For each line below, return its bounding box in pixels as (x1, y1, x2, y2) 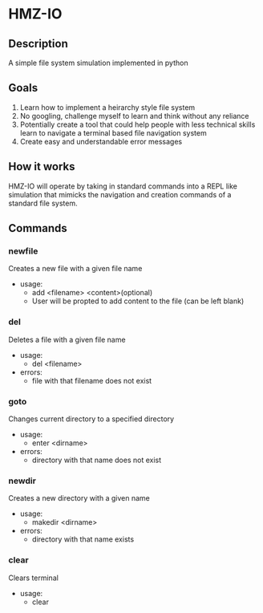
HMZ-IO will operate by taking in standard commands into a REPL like (8, 181, 238, 191)
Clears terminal (8, 573, 59, 583)
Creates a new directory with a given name (8, 493, 150, 503)
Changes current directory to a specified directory (8, 414, 175, 424)
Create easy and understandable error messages (19, 136, 183, 146)
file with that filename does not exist (31, 376, 152, 385)
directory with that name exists (31, 534, 135, 544)
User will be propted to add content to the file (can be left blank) (31, 296, 245, 306)
